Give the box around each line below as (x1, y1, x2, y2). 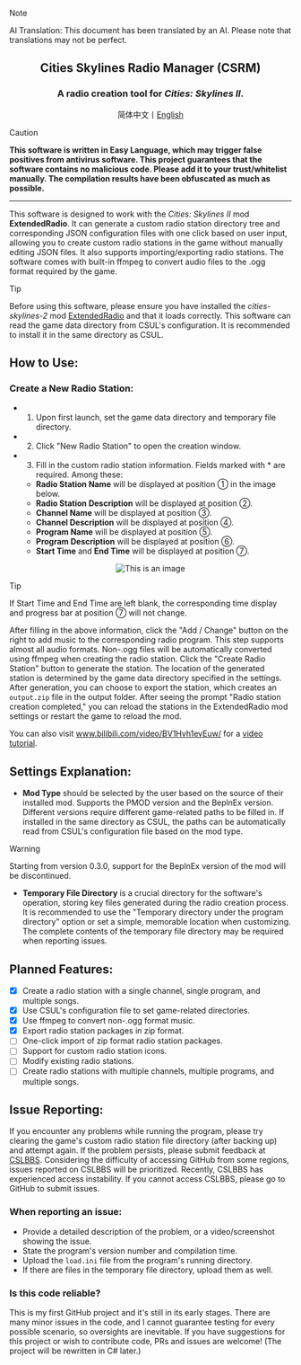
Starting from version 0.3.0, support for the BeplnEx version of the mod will (9, 861, 287, 872)
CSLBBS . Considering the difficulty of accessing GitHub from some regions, (9, 1155, 289, 1166)
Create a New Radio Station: (9, 382, 134, 394)
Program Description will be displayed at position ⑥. (35, 536, 235, 547)
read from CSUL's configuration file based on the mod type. (21, 826, 244, 837)
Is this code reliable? (9, 1287, 101, 1299)
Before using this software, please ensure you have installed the (9, 300, 246, 311)
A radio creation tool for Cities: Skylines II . (56, 87, 245, 100)
